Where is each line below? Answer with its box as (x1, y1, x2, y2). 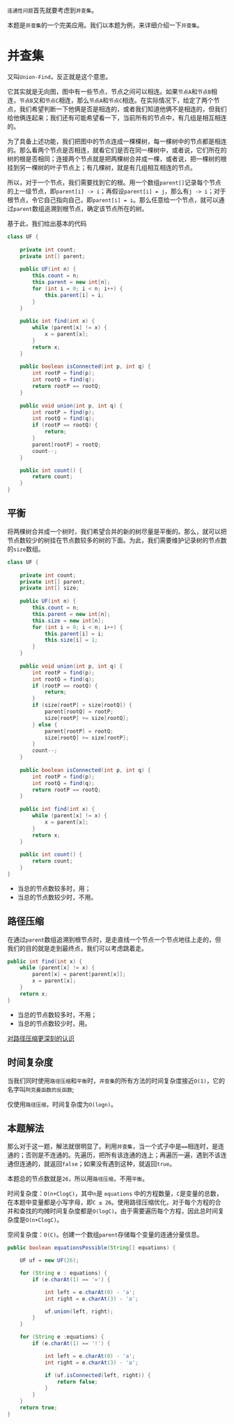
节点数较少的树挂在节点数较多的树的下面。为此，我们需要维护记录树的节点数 (7, 535, 227, 544)
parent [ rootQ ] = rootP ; (44, 708, 114, 715)
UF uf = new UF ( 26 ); (19, 1257, 79, 1264)
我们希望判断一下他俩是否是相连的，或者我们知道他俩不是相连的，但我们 (19, 104, 227, 113)
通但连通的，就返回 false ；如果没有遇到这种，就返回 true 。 (7, 1160, 176, 1168)
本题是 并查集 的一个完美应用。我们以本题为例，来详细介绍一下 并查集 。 (7, 21, 203, 29)
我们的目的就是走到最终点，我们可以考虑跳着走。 (7, 944, 148, 952)
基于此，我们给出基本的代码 (7, 219, 87, 227)
